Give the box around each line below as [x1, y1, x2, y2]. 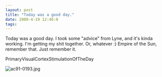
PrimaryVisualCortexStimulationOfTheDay [5, 56, 94, 62]
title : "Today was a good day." [5, 12, 74, 17]
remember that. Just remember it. [5, 46, 77, 52]
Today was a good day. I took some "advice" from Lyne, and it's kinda [5, 35, 153, 42]
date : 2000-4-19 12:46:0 [5, 17, 58, 22]
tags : [5, 21, 17, 27]
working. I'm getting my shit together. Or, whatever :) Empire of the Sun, [5, 41, 157, 47]
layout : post [5, 7, 33, 13]
